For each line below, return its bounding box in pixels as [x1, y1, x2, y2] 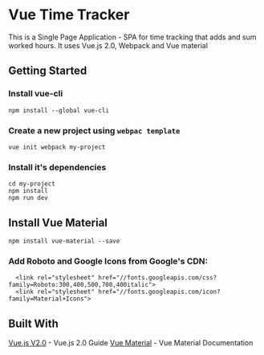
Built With [8, 316, 59, 330]
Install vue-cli [8, 88, 63, 100]
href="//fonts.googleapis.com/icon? [97, 288, 221, 296]
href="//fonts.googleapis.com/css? [97, 274, 217, 282]
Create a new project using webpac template [8, 124, 181, 136]
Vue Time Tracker [8, 6, 130, 24]
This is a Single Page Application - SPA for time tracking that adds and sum [8, 32, 257, 42]
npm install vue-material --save [8, 237, 120, 246]
